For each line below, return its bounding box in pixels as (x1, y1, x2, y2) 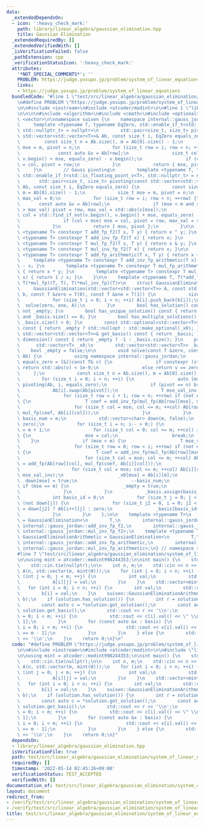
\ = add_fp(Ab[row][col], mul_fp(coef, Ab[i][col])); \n (17, 460, 162, 466)
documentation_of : (6, 782, 53, 788)
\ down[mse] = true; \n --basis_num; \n (17, 477, 170, 483)
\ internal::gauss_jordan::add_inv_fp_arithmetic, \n (17, 540, 154, 546)
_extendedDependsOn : (12, 15, 64, 21)
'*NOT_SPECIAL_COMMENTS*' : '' (17, 71, 94, 77)
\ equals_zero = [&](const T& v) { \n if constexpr (17, 359, 189, 365)
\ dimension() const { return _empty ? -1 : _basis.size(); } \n (17, 336, 183, 343)
